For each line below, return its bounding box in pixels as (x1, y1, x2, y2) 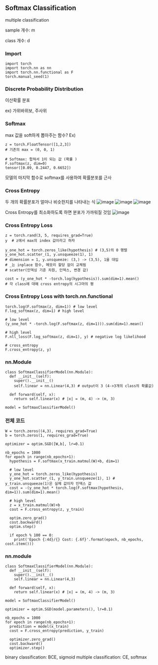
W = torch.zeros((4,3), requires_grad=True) (5, 429, 98, 434)
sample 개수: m (5, 27, 35, 33)
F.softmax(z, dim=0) (5, 161, 48, 166)
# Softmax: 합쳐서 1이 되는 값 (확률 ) (5, 157, 78, 162)
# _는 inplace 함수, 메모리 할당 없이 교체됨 (5, 262, 86, 267)
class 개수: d (5, 37, 30, 43)
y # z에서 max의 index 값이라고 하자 (5, 238, 75, 243)
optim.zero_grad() (9, 516, 48, 520)
